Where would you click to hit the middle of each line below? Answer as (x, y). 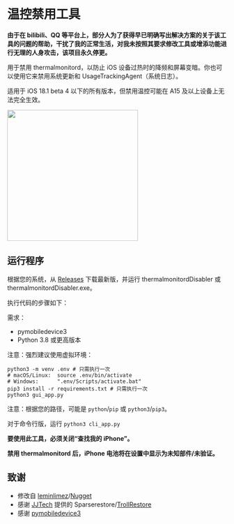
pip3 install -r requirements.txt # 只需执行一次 (77, 388)
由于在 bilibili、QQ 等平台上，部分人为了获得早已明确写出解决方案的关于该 (114, 35)
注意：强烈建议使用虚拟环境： (50, 354)
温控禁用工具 (44, 14)
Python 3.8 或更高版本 (49, 340)
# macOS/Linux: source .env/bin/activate (70, 375)
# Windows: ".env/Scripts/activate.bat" (74, 381)
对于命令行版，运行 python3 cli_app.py (64, 423)
